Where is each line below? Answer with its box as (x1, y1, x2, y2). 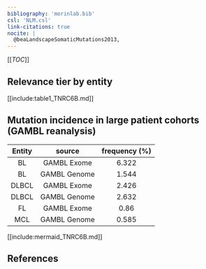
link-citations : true (7, 23, 71, 30)
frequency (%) (101, 146, 152, 156)
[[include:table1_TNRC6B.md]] (7, 94, 94, 102)
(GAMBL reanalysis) (7, 125, 96, 137)
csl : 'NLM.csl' (7, 17, 52, 24)
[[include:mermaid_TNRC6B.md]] (7, 232, 103, 241)
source (55, 146, 80, 156)
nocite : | (7, 29, 36, 37)
